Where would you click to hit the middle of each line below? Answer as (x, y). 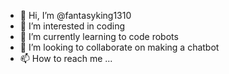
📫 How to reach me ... (66, 58)
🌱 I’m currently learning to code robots (99, 36)
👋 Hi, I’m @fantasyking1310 (75, 15)
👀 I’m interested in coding (72, 26)
